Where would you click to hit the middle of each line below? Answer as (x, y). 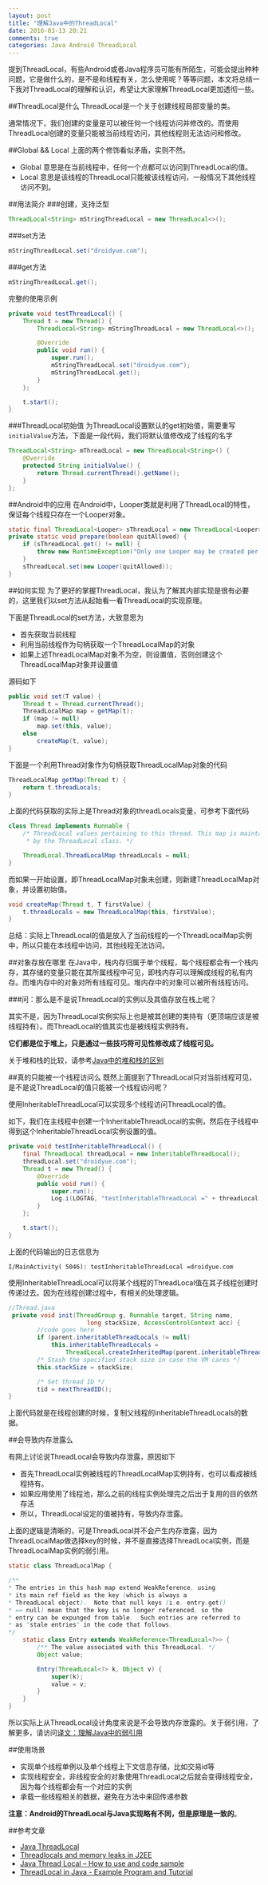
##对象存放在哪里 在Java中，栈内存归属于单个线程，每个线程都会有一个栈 (130, 962)
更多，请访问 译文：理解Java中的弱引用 (79, 1733)
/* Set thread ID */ (71, 1382)
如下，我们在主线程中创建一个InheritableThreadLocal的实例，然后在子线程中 (134, 1121)
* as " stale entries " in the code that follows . (91, 1625)
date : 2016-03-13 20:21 (48, 30)
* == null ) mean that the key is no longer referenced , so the (116, 1610)
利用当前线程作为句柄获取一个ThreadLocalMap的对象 (107, 644)
